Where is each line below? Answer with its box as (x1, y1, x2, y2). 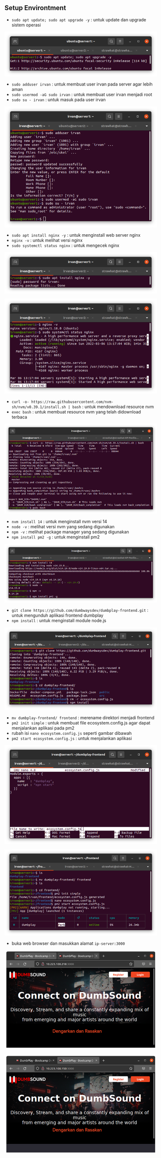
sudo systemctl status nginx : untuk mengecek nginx (11, 242, 119, 248)
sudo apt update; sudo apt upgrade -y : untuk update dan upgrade (11, 17, 146, 22)
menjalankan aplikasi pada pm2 (11, 725, 74, 731)
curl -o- (11, 399, 29, 404)
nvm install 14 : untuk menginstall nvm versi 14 (11, 519, 107, 524)
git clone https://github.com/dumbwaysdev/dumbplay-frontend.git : (11, 607, 148, 613)
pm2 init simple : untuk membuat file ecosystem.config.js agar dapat (11, 720, 150, 726)
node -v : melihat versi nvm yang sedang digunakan (11, 524, 115, 530)
